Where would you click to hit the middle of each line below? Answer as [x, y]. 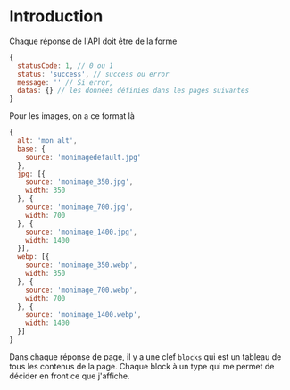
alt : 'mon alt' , [47, 141]
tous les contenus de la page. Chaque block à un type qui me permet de [142, 366]
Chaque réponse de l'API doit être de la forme [93, 41]
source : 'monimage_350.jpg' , [79, 182]
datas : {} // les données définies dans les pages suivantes [133, 91]
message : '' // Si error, [66, 82]
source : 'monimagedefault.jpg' [83, 157]
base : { [32, 149]
